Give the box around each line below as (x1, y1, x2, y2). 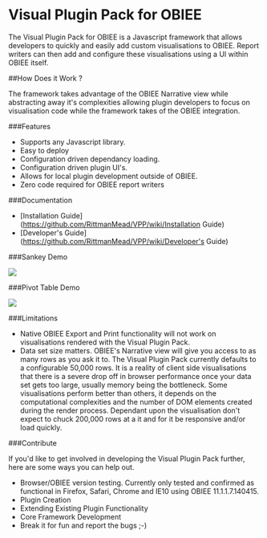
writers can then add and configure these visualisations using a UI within (8, 49, 249, 59)
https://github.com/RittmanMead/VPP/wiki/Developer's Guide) (22, 236, 229, 246)
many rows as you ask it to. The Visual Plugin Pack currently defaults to (19, 354, 257, 364)
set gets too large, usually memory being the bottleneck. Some (19, 380, 228, 389)
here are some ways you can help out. (8, 462, 135, 471)
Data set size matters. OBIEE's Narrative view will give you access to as (19, 345, 257, 355)
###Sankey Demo (8, 251, 68, 262)
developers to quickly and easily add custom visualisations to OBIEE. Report (8, 40, 259, 50)
